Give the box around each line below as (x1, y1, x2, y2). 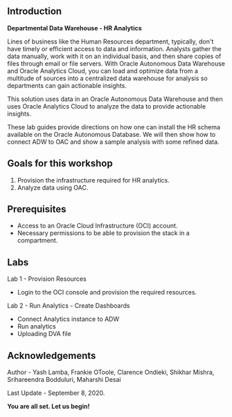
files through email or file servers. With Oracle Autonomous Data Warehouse (7, 59, 225, 68)
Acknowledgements (7, 349, 96, 362)
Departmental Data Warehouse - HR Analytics (7, 24, 142, 32)
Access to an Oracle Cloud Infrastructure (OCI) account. (17, 221, 178, 230)
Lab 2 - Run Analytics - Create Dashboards (7, 302, 130, 310)
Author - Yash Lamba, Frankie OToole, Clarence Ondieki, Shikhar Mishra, (7, 368, 215, 376)
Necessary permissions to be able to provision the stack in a (17, 229, 190, 237)
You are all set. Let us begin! (7, 402, 90, 411)
